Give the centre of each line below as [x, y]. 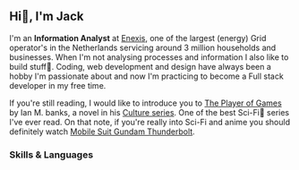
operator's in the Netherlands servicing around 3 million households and [143, 47]
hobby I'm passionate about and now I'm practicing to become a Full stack [146, 76]
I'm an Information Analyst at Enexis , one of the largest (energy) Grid [138, 38]
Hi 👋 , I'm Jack [47, 17]
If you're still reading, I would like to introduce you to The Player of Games [145, 103]
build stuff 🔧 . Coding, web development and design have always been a [140, 66]
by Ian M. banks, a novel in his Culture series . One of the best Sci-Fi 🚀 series [149, 112]
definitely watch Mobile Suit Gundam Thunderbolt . [102, 132]
